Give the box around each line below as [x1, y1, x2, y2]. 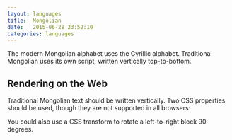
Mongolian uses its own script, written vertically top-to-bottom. [7, 57, 192, 66]
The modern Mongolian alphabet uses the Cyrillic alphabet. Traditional [7, 49, 212, 58]
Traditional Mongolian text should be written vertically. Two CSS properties [7, 96, 226, 105]
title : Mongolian [7, 17, 62, 24]
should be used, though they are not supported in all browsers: [7, 104, 191, 112]
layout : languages [7, 10, 62, 18]
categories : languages [7, 30, 74, 37]
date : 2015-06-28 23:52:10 [7, 23, 93, 30]
